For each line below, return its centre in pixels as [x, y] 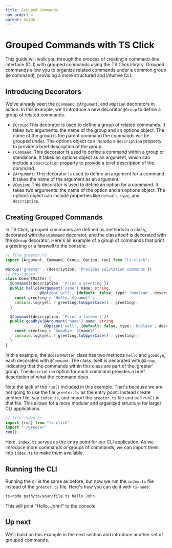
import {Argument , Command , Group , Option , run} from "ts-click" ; [78, 260]
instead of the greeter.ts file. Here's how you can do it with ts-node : [78, 487]
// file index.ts [24, 418]
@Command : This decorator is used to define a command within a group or [88, 152]
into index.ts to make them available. [45, 453]
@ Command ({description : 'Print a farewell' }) [59, 317]
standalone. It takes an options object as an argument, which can [81, 157]
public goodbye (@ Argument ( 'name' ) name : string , [63, 321]
